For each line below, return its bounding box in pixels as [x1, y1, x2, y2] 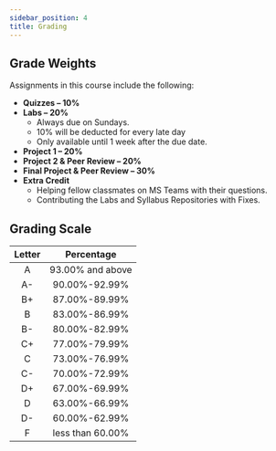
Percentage [65, 248, 117, 261]
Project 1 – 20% [22, 146, 83, 157]
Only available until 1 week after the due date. [36, 136, 207, 147]
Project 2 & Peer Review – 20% [22, 156, 142, 167]
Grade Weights [9, 56, 97, 71]
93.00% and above [49, 264, 133, 277]
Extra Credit [22, 175, 70, 186]
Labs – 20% [22, 107, 69, 119]
